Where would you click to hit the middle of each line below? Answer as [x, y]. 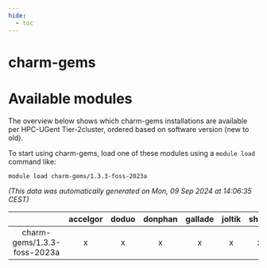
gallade [200, 219]
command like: [32, 161]
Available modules [70, 98]
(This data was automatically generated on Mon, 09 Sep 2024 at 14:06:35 [130, 191]
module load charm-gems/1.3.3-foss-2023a [78, 176]
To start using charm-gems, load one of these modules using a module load [132, 153]
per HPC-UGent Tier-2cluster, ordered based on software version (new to [129, 129]
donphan [160, 219]
